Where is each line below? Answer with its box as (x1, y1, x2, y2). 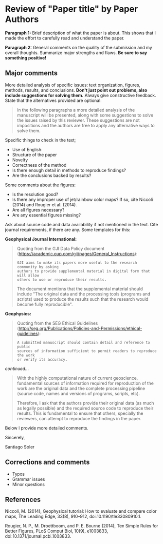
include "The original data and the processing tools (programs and (17, 291, 151, 297)
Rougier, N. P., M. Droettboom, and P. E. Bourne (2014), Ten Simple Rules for (5, 523, 159, 529)
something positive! (5, 55, 47, 60)
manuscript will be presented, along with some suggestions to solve (17, 112, 154, 118)
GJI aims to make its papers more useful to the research (17, 260, 137, 265)
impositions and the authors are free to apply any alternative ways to (17, 122, 155, 128)
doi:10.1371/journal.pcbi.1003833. (5, 533, 72, 539)
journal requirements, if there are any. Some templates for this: (5, 227, 130, 233)
